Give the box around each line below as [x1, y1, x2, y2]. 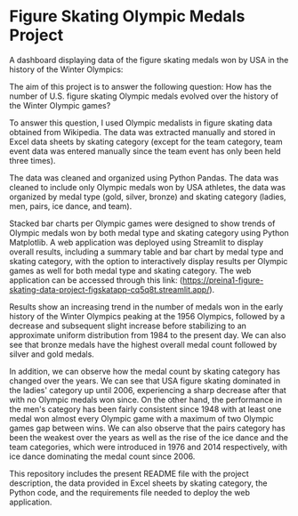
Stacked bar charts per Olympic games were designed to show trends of [9, 218, 276, 229]
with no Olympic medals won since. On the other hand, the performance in [9, 394, 283, 405]
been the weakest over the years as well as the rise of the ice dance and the [9, 431, 289, 442]
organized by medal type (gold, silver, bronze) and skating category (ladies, [9, 191, 286, 202]
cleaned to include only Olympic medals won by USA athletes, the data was [9, 181, 286, 192]
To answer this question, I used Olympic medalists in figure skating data [9, 117, 273, 128]
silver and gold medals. [9, 349, 95, 359]
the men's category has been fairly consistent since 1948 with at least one [9, 403, 282, 415]
